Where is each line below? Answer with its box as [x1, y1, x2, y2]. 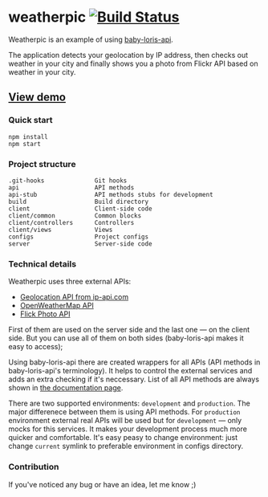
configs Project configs [8, 233, 149, 241]
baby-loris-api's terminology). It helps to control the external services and [8, 366, 253, 376]
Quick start [8, 115, 54, 126]
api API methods [8, 183, 135, 192]
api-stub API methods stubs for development [8, 190, 214, 198]
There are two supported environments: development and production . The [8, 398, 250, 409]
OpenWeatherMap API [19, 301, 94, 311]
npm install [8, 132, 48, 141]
